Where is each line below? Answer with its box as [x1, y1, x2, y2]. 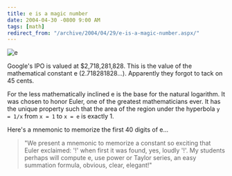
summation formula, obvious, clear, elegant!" [24, 161, 152, 170]
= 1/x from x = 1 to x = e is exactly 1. [7, 112, 114, 121]
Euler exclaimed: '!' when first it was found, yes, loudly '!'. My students [24, 146, 225, 155]
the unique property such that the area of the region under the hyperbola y [7, 105, 220, 113]
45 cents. [7, 77, 35, 85]
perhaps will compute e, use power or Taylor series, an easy [24, 154, 197, 162]
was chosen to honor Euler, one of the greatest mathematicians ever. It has [7, 98, 221, 106]
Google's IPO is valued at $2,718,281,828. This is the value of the [7, 62, 193, 70]
